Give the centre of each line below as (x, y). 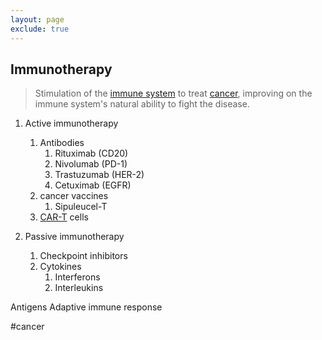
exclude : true (40, 29)
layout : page (37, 19)
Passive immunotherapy (74, 237)
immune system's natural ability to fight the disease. (142, 104)
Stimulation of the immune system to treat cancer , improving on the (173, 93)
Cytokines (60, 267)
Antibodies (62, 143)
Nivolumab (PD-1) (91, 164)
